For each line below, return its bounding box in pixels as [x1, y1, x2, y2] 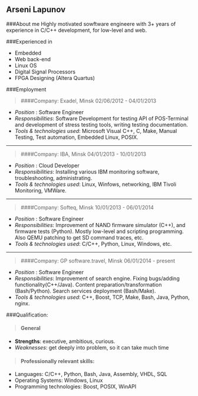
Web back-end [14, 55, 51, 62]
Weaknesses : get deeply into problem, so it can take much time [14, 344, 169, 351]
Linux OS [14, 62, 37, 69]
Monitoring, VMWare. [14, 187, 67, 194]
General [20, 325, 41, 332]
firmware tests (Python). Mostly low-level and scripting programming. [14, 228, 184, 235]
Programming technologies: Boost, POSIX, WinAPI [14, 383, 137, 390]
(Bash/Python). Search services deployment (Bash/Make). [14, 287, 156, 294]
